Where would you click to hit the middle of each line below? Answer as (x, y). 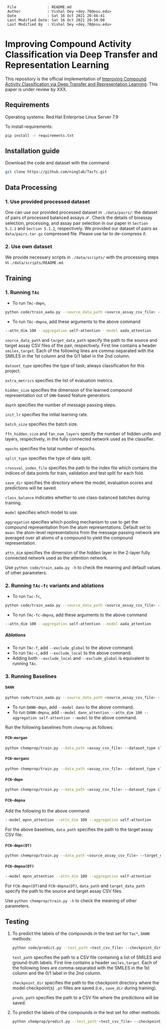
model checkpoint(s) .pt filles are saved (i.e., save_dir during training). (84, 988)
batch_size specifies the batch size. (41, 424)
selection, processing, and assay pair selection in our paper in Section (77, 223)
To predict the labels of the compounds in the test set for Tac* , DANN (81, 933)
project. (13, 371)
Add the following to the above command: (48, 811)
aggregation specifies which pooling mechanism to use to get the (72, 522)
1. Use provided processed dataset (47, 202)
